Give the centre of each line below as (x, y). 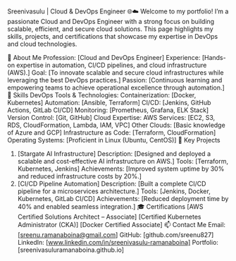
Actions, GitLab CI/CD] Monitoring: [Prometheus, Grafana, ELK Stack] (108, 110)
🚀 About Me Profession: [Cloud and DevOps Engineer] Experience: (104, 57)
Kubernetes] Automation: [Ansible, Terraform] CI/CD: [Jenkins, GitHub (109, 103)
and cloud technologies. (42, 44)
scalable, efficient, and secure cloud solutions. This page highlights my (110, 29)
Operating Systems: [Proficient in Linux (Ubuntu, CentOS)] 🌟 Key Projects (114, 140)
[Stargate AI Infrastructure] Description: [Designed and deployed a (114, 154)
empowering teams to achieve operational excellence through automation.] (116, 87)
